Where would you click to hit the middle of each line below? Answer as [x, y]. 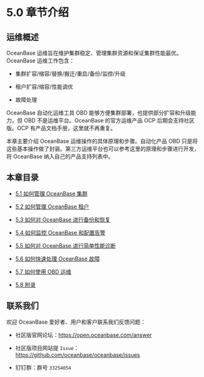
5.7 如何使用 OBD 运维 [43, 272]
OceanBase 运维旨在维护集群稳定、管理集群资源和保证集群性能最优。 [94, 53]
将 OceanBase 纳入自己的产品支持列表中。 [60, 156]
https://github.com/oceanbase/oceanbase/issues [77, 355]
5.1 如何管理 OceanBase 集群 [51, 193]
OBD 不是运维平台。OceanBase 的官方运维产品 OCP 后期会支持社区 [109, 120]
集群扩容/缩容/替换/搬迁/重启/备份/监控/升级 [70, 74]
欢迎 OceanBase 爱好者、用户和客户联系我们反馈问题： [76, 322]
